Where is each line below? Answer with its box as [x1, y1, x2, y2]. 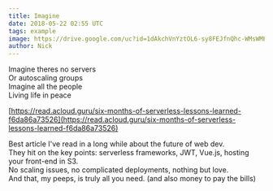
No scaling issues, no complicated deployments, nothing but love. [8, 165, 229, 175]
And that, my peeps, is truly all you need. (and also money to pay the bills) [8, 174, 256, 184]
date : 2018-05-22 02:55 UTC [8, 20, 104, 28]
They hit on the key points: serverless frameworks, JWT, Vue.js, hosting [8, 148, 249, 158]
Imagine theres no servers [8, 64, 96, 74]
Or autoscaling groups [8, 73, 84, 83]
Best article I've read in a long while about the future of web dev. [8, 139, 225, 149]
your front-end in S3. [8, 156, 79, 167]
